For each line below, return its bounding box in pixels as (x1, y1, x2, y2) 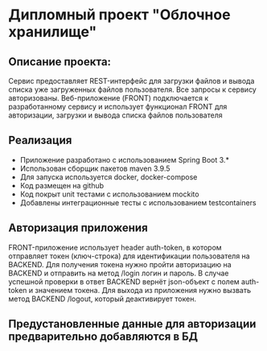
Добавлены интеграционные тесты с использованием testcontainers (19, 197, 257, 207)
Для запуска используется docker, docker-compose (19, 171, 198, 182)
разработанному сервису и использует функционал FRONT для (8, 102, 228, 111)
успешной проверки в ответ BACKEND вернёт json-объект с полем (8, 276, 240, 287)
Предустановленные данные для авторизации (8, 317, 257, 331)
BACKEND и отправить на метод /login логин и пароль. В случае (8, 268, 229, 278)
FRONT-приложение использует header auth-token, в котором (8, 242, 223, 252)
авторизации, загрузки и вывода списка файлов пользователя (8, 110, 223, 120)
